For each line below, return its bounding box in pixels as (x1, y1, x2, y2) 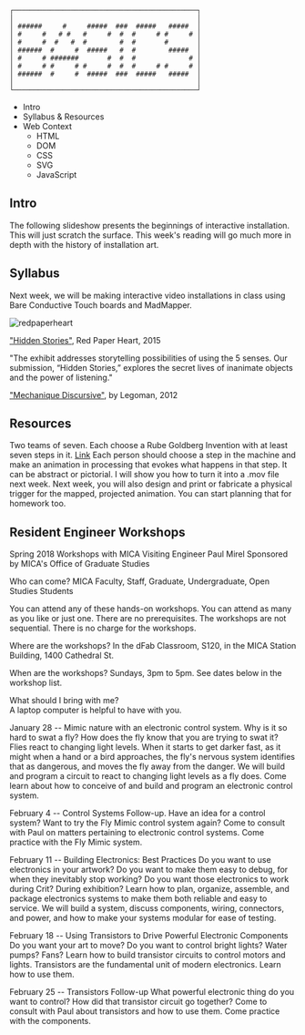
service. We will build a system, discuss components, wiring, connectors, (9, 903, 285, 914)
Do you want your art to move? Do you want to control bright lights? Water (9, 940, 288, 951)
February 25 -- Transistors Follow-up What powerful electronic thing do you (9, 987, 295, 998)
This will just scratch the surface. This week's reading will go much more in (9, 230, 291, 241)
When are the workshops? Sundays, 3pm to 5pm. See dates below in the (9, 668, 282, 679)
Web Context (22, 121, 73, 131)
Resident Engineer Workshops (9, 524, 186, 539)
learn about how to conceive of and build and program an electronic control (9, 781, 293, 792)
